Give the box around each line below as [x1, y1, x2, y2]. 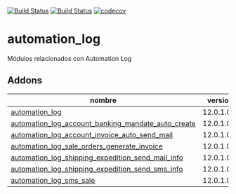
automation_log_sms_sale [11, 175, 96, 185]
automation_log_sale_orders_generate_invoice [11, 141, 163, 151]
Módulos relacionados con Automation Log [7, 54, 132, 62]
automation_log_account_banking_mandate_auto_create [11, 118, 196, 128]
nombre [90, 95, 117, 105]
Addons [7, 74, 43, 87]
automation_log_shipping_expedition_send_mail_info [11, 153, 184, 162]
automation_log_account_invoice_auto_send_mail [11, 130, 173, 139]
